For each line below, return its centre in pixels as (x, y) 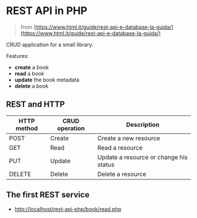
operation (71, 128)
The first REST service (48, 195)
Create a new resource (129, 138)
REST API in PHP (47, 11)
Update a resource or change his (143, 157)
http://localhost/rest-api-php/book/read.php (68, 209)
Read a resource (120, 148)
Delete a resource (122, 174)
